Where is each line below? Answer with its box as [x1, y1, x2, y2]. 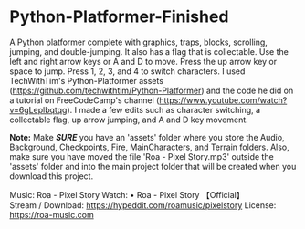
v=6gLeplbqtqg [9, 104, 68, 115]
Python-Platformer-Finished [9, 6, 229, 27]
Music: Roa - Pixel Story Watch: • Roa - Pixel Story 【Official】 [9, 189, 245, 200]
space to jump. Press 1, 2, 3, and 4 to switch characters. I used [9, 66, 246, 77]
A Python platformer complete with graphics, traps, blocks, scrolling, [9, 36, 268, 47]
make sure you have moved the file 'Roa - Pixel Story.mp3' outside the [9, 151, 274, 161]
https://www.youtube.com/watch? [159, 94, 288, 106]
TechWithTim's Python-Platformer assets [9, 75, 164, 86]
